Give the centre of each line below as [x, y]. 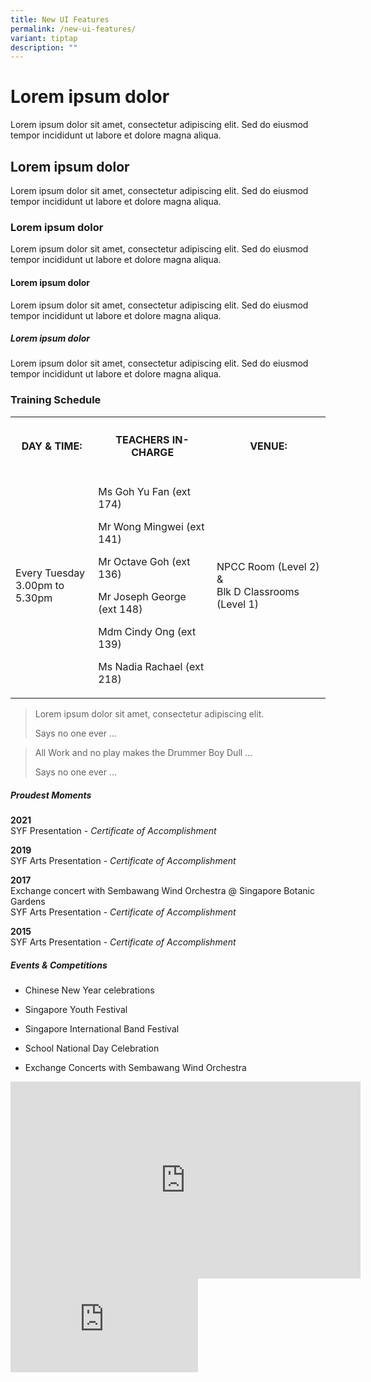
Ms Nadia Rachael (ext [151, 667]
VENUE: [268, 446]
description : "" [44, 47]
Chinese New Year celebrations [89, 990]
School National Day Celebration [92, 1048]
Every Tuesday [50, 573]
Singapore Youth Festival [76, 1010]
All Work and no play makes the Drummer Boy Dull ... [143, 753]
